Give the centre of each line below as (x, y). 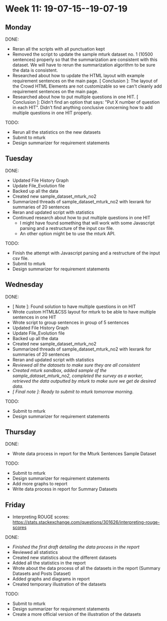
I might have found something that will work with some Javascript (87, 223)
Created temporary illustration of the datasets (59, 584)
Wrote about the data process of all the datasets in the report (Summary (86, 568)
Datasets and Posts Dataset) (42, 573)
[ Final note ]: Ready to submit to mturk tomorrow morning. (73, 392)
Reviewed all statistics (35, 552)
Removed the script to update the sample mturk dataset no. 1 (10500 (83, 54)
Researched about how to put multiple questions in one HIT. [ (75, 97)
